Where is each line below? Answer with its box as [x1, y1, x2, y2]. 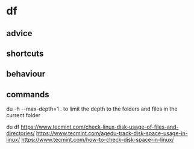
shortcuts [6, 48, 44, 58]
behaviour [6, 69, 46, 79]
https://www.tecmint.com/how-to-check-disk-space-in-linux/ [20, 136, 174, 144]
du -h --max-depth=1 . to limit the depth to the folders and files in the [6, 105, 178, 112]
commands [6, 89, 49, 100]
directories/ [6, 130, 35, 137]
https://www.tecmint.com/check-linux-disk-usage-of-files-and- [20, 123, 179, 130]
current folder [6, 112, 41, 119]
